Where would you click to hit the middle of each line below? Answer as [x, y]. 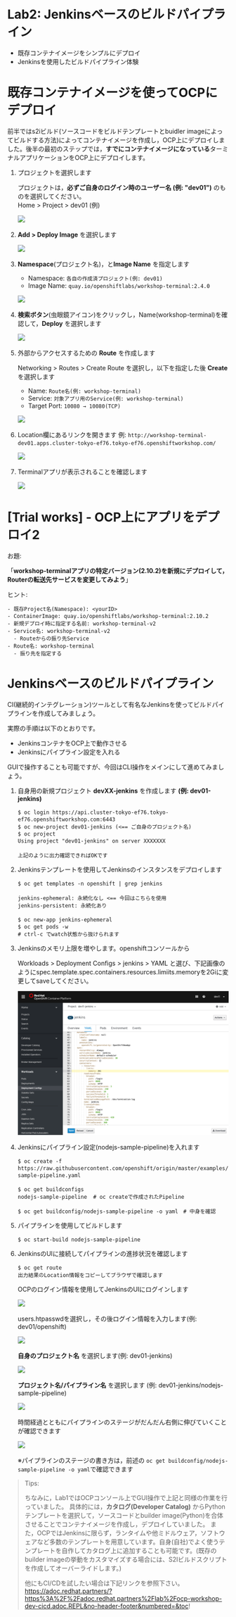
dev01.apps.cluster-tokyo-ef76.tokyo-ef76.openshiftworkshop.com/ [117, 443]
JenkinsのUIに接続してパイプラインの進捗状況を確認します [103, 1254]
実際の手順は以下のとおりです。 [53, 728]
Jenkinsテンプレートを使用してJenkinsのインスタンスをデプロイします [120, 869]
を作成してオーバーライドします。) [73, 1568]
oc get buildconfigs [54, 1190]
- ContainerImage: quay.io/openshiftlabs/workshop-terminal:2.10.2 [108, 616]
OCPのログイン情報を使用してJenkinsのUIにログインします [103, 1290]
